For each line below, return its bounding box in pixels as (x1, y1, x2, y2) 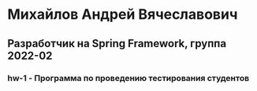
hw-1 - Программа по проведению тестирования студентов (7, 72, 250, 83)
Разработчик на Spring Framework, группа (7, 37, 226, 50)
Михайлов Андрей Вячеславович (7, 5, 238, 24)
